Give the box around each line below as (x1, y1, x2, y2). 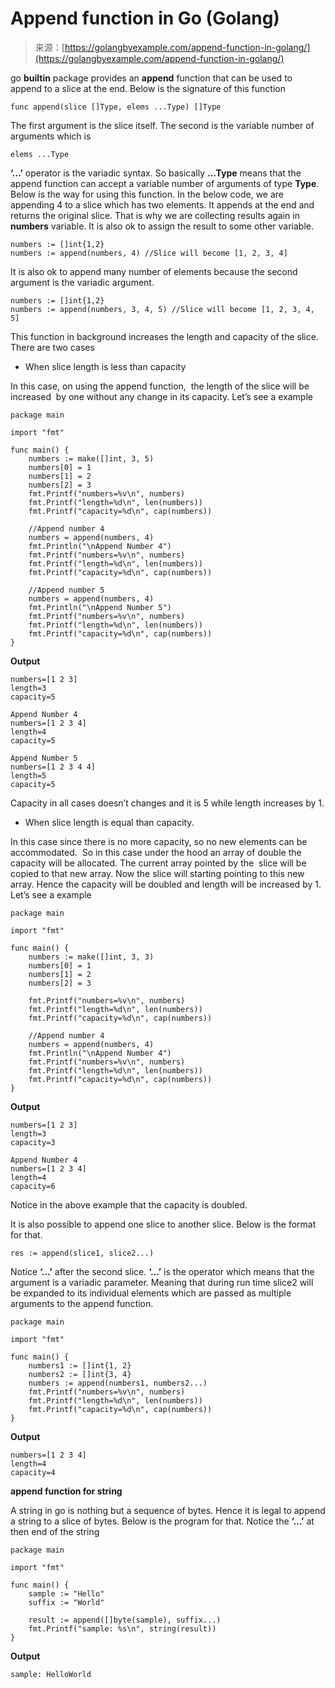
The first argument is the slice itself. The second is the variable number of (10, 119, 315, 131)
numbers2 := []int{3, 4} (28, 1369, 132, 1379)
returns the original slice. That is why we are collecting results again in (10, 209, 300, 221)
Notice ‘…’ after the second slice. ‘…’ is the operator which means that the (10, 1265, 315, 1277)
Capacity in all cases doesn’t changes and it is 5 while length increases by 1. (10, 797, 325, 809)
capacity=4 (10, 1467, 56, 1477)
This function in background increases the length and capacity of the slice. (10, 330, 319, 342)
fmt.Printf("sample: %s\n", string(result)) (28, 1623, 217, 1634)
